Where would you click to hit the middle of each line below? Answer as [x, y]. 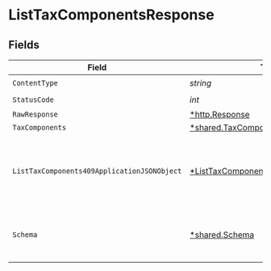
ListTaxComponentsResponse [112, 15]
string [200, 83]
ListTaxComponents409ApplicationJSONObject [97, 171]
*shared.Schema [222, 235]
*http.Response [219, 114]
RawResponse [35, 114]
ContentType [35, 83]
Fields [24, 45]
